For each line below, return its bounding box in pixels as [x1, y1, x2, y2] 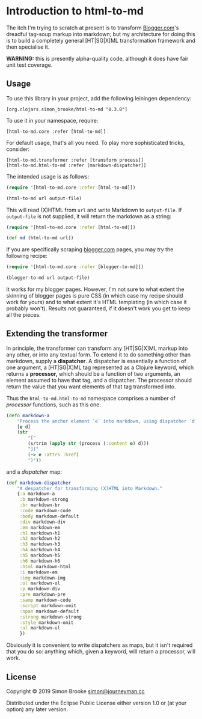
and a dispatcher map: [6, 468, 62, 476]
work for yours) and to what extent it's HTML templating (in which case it [6, 299, 188, 305]
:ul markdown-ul [19, 625, 61, 631]
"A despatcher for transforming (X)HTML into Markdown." [17, 485, 163, 491]
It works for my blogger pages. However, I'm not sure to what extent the [6, 286, 185, 293]
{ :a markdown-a [17, 491, 55, 497]
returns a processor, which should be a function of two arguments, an [6, 370, 180, 377]
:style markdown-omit [19, 619, 74, 626]
